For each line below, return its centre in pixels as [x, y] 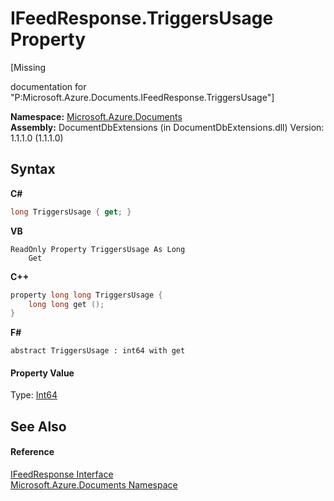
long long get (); [66, 304]
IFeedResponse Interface [62, 474]
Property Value [42, 373]
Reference [32, 452]
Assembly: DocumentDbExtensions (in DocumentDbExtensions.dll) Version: [167, 127]
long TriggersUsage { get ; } [71, 212]
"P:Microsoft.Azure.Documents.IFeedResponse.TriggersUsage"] [142, 97]
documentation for [48, 86]
